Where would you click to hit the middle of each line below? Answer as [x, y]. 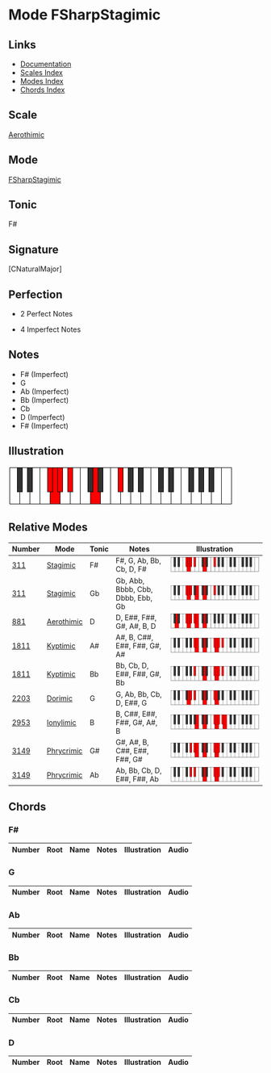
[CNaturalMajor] [35, 269]
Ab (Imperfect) [44, 391]
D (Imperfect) [42, 417]
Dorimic [60, 698]
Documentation [46, 64]
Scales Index [41, 73]
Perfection [35, 294]
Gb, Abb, [130, 581]
